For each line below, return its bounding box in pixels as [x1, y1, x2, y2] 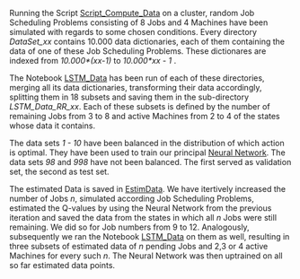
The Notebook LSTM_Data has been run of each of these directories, [9, 73, 265, 83]
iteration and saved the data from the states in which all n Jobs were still [9, 213, 277, 222]
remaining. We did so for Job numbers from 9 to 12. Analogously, [9, 222, 250, 232]
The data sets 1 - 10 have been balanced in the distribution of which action [9, 138, 285, 148]
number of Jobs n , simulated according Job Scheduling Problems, [9, 193, 254, 204]
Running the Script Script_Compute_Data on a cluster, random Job [9, 8, 255, 18]
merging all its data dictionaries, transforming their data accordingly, [9, 83, 262, 92]
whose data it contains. [9, 120, 96, 131]
